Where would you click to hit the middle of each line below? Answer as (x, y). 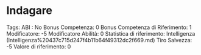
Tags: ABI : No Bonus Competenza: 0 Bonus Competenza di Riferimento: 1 (99, 27)
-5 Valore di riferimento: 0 (39, 47)
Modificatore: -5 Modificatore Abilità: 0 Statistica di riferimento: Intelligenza (101, 33)
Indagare (30, 11)
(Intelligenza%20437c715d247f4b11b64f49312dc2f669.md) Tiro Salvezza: (99, 40)
